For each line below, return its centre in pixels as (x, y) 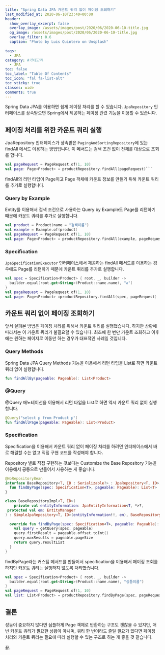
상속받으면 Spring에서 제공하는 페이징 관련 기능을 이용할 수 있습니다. (92, 113)
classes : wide (20, 87)
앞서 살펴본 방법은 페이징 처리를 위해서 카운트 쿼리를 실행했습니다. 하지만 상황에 (81, 326)
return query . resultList (39, 543)
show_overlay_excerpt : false (39, 23)
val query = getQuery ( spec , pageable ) (54, 529)
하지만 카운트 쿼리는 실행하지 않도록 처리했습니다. (52, 568)
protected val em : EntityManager (41, 510)
